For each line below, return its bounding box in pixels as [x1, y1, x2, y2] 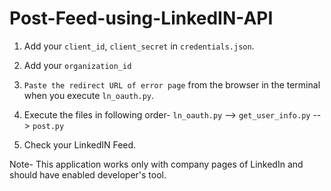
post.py [32, 121, 65, 131]
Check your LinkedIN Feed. [23, 138, 137, 151]
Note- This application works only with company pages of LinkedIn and [9, 158, 304, 170]
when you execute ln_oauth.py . [23, 89, 155, 101]
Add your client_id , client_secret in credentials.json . [23, 40, 255, 52]
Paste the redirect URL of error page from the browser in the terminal [23, 78, 321, 91]
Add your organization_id [23, 59, 132, 71]
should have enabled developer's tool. [9, 168, 167, 181]
